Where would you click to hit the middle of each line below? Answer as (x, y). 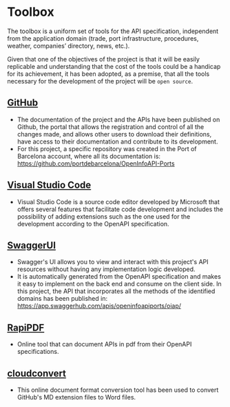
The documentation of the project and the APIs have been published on (118, 119)
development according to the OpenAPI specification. (93, 224)
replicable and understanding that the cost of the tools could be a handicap (114, 66)
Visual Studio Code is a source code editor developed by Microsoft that (118, 201)
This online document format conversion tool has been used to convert (118, 390)
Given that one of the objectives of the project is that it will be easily (103, 59)
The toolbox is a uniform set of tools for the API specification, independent (113, 31)
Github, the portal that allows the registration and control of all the (111, 127)
